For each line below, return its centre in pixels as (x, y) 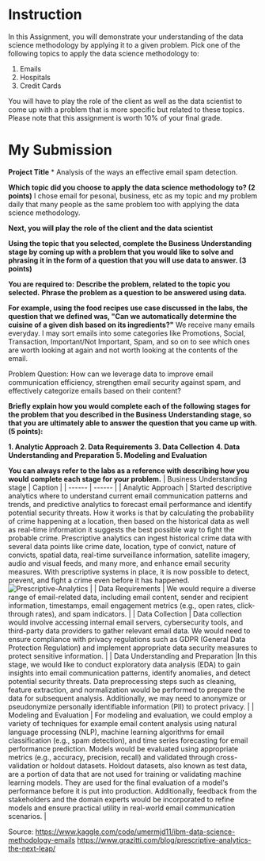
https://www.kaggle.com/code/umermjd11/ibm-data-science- (135, 832)
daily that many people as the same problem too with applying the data (124, 204)
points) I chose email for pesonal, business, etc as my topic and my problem (133, 195)
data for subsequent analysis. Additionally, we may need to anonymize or (127, 698)
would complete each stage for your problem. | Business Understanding (128, 479)
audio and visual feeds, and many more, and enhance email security (119, 563)
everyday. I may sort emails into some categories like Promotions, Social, (127, 333)
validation (24, 765)
